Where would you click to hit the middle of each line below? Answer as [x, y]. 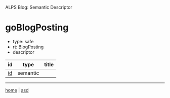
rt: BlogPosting [28, 47]
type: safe [23, 41]
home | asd [17, 90]
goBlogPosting [37, 28]
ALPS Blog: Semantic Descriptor [39, 7]
